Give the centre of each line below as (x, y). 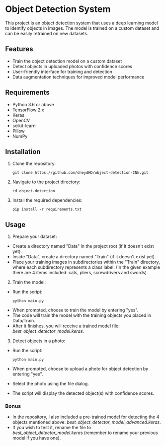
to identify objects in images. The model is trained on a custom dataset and (82, 28)
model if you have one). (37, 438)
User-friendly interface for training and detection (62, 72)
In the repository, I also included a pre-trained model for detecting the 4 (86, 417)
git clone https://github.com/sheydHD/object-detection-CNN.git (80, 173)
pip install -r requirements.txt (47, 210)
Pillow (18, 131)
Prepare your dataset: (35, 236)
